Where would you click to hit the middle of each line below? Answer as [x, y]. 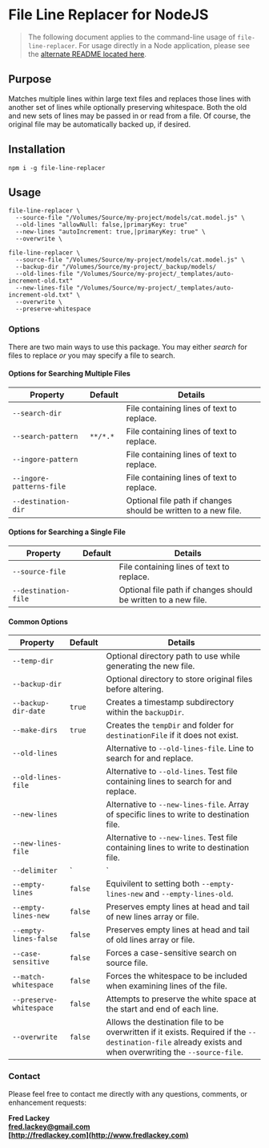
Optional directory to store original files [179, 679]
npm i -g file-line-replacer [57, 168]
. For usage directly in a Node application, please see [163, 45]
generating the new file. [151, 666]
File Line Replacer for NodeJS [108, 15]
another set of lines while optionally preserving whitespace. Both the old [127, 107]
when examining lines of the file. [167, 986]
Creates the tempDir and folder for [170, 725]
